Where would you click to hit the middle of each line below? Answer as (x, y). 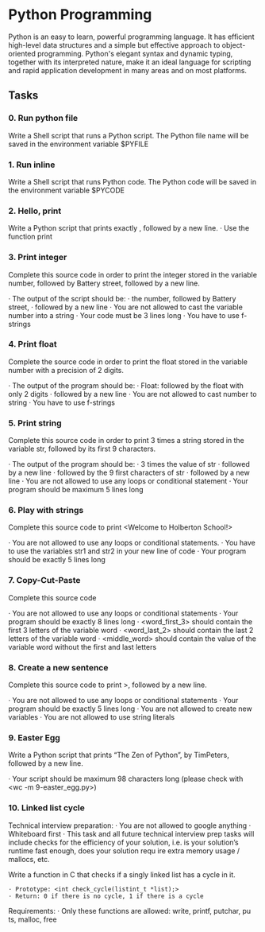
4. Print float (33, 344)
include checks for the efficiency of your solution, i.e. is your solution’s (124, 842)
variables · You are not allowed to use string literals (92, 717)
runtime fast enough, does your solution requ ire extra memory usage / (124, 850)
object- (234, 45)
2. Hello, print (35, 211)
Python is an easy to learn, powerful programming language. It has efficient (132, 37)
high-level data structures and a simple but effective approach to (114, 45)
